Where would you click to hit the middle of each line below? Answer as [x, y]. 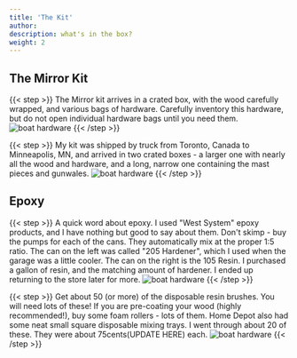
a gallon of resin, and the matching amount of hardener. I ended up [132, 270]
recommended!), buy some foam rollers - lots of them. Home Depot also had [149, 315]
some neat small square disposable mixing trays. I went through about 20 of [148, 324]
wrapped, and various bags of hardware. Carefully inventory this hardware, [146, 109]
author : [23, 26]
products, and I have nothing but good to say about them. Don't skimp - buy [148, 232]
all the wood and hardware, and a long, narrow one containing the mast [140, 164]
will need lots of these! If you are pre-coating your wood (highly [125, 306]
